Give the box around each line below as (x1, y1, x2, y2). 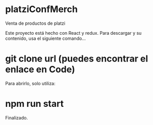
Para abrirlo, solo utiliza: (5, 80, 56, 86)
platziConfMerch (5, 4, 78, 15)
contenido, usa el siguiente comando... (5, 35, 86, 41)
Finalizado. (5, 114, 28, 120)
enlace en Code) (5, 64, 75, 75)
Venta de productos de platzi (5, 20, 66, 26)
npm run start (5, 98, 64, 109)
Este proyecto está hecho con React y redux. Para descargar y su (5, 30, 142, 36)
